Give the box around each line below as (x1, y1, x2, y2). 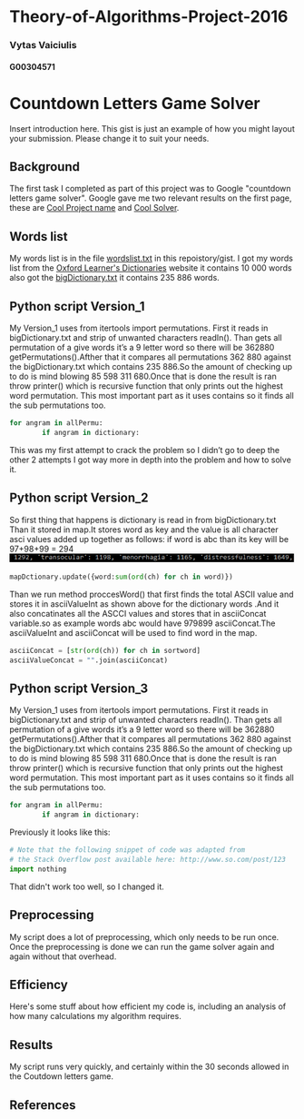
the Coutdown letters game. (9, 1071, 113, 1082)
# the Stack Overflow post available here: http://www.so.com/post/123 (9, 856, 286, 865)
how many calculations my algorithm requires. (9, 1011, 181, 1022)
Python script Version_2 (9, 490, 149, 506)
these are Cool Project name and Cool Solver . (9, 203, 180, 213)
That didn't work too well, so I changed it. (9, 881, 165, 892)
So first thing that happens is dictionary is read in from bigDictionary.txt (9, 514, 277, 525)
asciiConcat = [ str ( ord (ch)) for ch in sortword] (9, 646, 201, 655)
